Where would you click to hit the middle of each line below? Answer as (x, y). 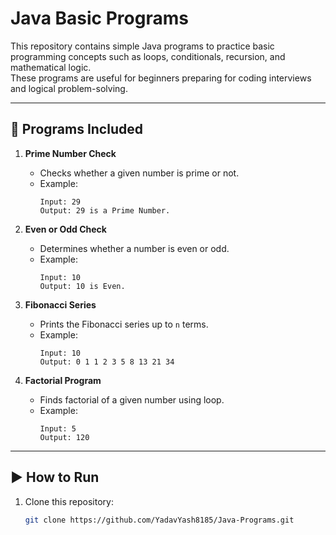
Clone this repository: (69, 501)
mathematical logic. (51, 67)
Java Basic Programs (99, 18)
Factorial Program (63, 380)
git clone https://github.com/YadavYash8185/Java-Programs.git (159, 520)
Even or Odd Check (65, 229)
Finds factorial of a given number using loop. (132, 399)
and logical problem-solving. (69, 88)
